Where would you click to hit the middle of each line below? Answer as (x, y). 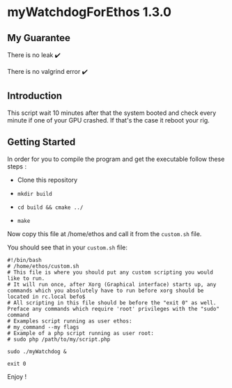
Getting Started (41, 142)
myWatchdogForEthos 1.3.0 (90, 12)
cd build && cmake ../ (50, 207)
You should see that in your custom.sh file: (67, 247)
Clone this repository (47, 180)
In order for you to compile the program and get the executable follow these (116, 159)
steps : (17, 166)
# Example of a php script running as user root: (81, 333)
